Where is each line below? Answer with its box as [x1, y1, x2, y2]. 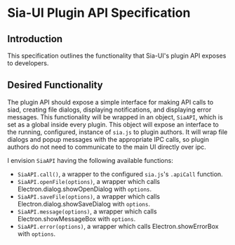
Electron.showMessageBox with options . [17, 214, 136, 223]
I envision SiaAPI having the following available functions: [7, 156, 173, 164]
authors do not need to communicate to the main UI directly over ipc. [7, 143, 207, 151]
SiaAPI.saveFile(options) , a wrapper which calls [17, 192, 160, 201]
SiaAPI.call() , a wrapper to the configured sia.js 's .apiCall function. [17, 170, 223, 178]
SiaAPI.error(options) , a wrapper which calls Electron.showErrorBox [17, 222, 219, 230]
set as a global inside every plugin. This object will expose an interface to [7, 120, 220, 128]
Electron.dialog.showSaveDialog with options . [17, 199, 151, 208]
